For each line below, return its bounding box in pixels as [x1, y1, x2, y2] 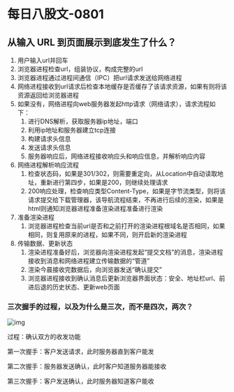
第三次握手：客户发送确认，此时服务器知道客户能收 [7, 377, 154, 386]
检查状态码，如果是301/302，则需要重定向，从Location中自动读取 [27, 169, 218, 178]
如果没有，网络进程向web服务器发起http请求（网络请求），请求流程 [17, 100, 210, 108]
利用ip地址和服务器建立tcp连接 [27, 126, 117, 134]
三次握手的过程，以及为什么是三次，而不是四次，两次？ [7, 301, 193, 311]
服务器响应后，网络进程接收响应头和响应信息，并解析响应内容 [27, 152, 206, 160]
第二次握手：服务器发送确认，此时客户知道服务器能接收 [7, 362, 166, 370]
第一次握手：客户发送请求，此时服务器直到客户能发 [7, 347, 154, 356]
